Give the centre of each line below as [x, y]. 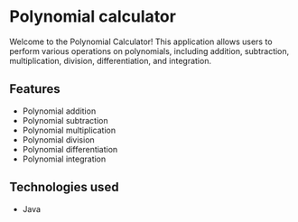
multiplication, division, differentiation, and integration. [111, 60]
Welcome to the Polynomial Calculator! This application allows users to [141, 42]
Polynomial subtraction [65, 120]
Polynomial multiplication [69, 130]
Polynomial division [58, 139]
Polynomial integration [64, 159]
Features [35, 89]
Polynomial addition [59, 111]
